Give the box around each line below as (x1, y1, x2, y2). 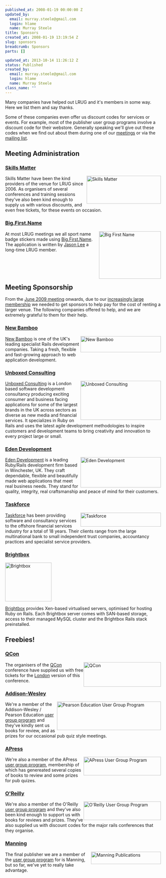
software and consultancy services (5, 517, 77, 524)
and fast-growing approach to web (5, 351, 76, 357)
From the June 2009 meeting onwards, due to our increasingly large (5, 296, 144, 302)
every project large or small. (5, 433, 62, 439)
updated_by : (5, 12, 30, 17)
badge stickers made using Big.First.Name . (5, 236, 93, 242)
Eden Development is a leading (5, 457, 68, 463)
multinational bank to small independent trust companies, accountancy (5, 533, 150, 539)
